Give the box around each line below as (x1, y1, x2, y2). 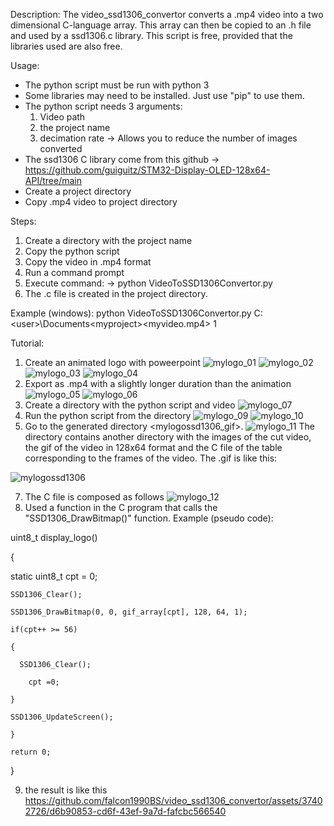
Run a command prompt (24, 267, 125, 278)
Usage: (10, 60, 40, 71)
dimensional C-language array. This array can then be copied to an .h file (10, 19, 312, 31)
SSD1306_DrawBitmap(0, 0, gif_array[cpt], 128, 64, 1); (10, 607, 248, 617)
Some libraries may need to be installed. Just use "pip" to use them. (24, 90, 305, 101)
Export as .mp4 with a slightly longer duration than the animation (24, 378, 292, 389)
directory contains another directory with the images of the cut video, (24, 431, 312, 443)
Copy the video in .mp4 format (24, 256, 152, 268)
